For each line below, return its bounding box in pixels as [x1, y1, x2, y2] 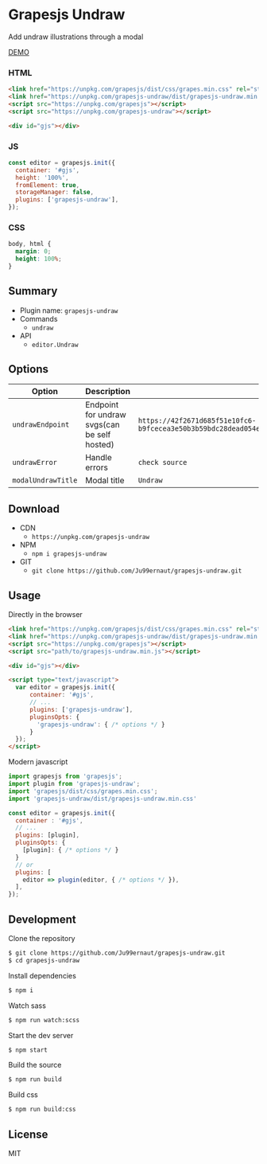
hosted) [84, 439, 114, 451]
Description [84, 386, 131, 397]
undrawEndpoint [12, 420, 70, 429]
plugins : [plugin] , [15, 831, 80, 839]
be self [84, 429, 111, 440]
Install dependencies [8, 971, 77, 980]
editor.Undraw [31, 341, 79, 349]
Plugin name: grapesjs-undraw [19, 305, 118, 315]
